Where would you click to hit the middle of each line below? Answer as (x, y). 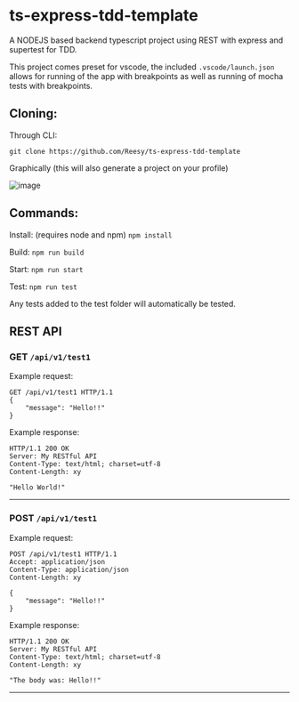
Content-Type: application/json (69, 569)
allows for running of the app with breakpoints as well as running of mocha (146, 76)
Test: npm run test (43, 286)
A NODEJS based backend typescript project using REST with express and (146, 40)
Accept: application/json (57, 561)
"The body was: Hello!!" (55, 680)
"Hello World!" (37, 488)
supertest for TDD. (43, 49)
